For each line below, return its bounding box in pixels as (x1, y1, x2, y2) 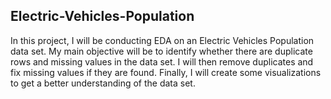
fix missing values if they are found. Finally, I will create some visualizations (10, 66, 322, 78)
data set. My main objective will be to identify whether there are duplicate (10, 45, 313, 57)
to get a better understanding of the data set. (10, 77, 196, 89)
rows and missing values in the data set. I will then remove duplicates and (10, 55, 314, 68)
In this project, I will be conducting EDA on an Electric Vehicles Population (10, 34, 315, 46)
